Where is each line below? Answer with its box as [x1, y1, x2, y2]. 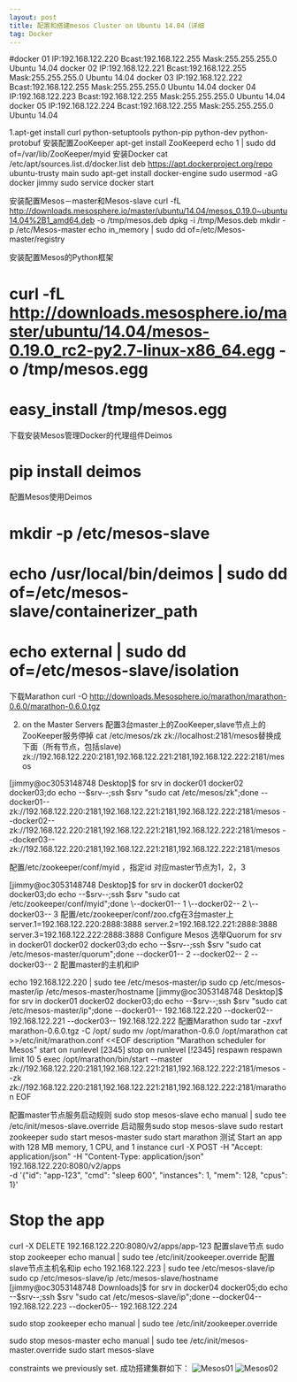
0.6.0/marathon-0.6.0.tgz [9, 701, 101, 711]
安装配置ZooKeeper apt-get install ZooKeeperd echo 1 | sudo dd [42, 138, 277, 149]
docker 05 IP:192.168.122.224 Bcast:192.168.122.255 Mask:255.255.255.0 [9, 101, 274, 111]
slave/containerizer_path [9, 601, 199, 621]
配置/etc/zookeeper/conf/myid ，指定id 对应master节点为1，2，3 [9, 862, 246, 872]
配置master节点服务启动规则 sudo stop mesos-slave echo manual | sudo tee [9, 1109, 287, 1120]
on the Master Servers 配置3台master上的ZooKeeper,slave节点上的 [21, 718, 267, 730]
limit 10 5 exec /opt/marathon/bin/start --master [9, 1054, 183, 1064]
